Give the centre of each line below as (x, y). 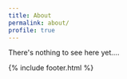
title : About (30, 15)
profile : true (32, 30)
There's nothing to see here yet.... (64, 53)
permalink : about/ (39, 23)
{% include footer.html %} (51, 68)
